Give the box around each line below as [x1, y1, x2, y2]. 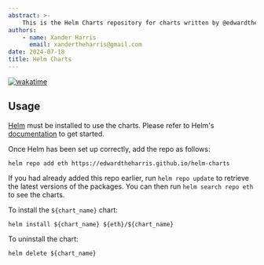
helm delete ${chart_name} [8, 249, 97, 257]
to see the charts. [8, 190, 65, 199]
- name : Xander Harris [22, 33, 97, 42]
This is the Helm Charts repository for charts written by [22, 19, 220, 27]
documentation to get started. [8, 129, 104, 138]
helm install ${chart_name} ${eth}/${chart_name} [8, 220, 174, 228]
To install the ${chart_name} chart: [8, 205, 118, 215]
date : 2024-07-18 [8, 48, 65, 56]
